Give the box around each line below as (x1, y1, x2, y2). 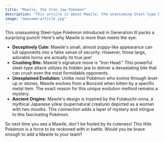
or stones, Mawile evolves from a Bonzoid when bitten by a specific (19, 81, 155, 86)
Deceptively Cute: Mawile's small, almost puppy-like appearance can (12, 44, 153, 50)
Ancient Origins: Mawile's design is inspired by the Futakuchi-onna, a (12, 96, 153, 102)
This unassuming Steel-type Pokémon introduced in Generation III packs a (5, 30, 155, 36)
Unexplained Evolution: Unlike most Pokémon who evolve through (12, 75, 146, 81)
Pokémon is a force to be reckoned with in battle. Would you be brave (5, 126, 145, 132)
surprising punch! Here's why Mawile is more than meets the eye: (5, 35, 137, 41)
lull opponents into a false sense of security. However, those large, (12, 49, 146, 55)
